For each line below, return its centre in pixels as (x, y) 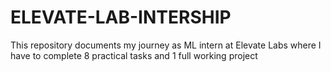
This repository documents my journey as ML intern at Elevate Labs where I (166, 45)
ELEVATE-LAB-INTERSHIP (121, 17)
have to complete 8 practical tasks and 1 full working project (134, 55)
